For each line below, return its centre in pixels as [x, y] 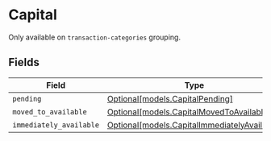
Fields [24, 62]
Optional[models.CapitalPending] [170, 98]
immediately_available [56, 125]
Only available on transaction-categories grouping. [95, 37]
